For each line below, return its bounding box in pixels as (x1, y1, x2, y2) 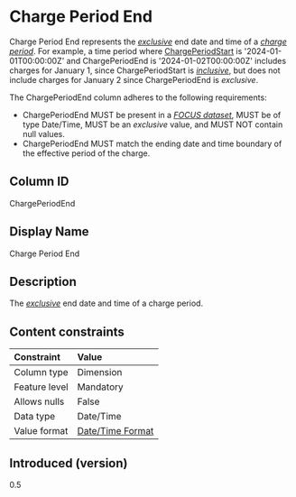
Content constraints (9, 324, 125, 339)
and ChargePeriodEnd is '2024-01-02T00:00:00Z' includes (66, 55, 287, 66)
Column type (14, 366, 69, 379)
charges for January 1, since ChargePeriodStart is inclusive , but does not (9, 65, 282, 76)
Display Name (9, 224, 89, 240)
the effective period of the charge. (22, 147, 151, 159)
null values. (22, 128, 65, 139)
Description (9, 273, 77, 290)
